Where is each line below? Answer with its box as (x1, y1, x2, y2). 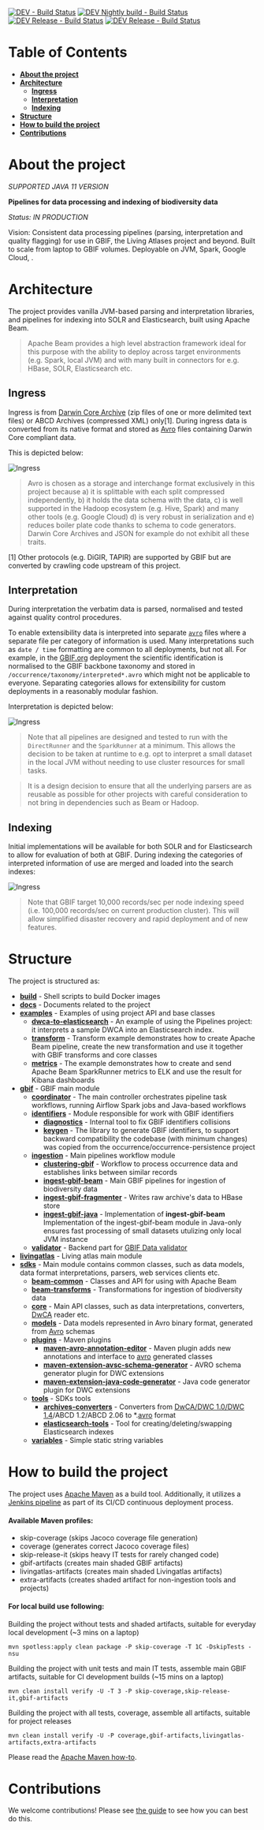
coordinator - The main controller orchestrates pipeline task (31, 1092, 227, 1101)
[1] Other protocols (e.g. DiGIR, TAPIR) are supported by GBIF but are (8, 552, 232, 561)
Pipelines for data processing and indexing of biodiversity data (8, 197, 218, 207)
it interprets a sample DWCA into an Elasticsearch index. (31, 1025, 214, 1034)
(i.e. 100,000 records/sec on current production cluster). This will (27, 906, 240, 915)
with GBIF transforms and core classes (31, 1050, 158, 1060)
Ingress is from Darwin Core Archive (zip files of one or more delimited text (8, 407, 252, 417)
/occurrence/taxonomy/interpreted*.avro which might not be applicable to (8, 670, 251, 680)
